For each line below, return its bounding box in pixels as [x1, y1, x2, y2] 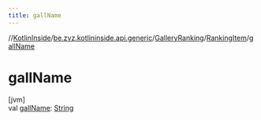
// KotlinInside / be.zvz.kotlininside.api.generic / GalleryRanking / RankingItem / [8, 33, 250, 42]
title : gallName [8, 11, 62, 20]
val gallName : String [8, 103, 74, 112]
